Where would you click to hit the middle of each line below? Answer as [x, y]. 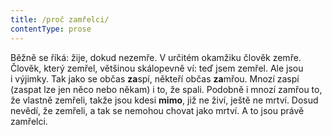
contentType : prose [51, 29]
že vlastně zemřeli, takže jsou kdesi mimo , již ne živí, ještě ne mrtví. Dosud [164, 100]
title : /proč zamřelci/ [60, 19]
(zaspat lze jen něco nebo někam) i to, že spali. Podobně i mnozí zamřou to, [166, 89]
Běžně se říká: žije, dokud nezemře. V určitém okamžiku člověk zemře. [156, 57]
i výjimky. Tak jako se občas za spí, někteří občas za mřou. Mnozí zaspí [155, 78]
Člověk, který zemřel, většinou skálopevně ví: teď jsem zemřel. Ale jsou [157, 68]
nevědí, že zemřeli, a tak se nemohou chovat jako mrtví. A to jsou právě [157, 110]
